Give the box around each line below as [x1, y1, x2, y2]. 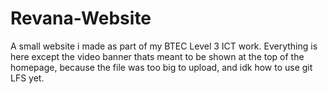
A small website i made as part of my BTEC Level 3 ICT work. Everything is [10, 40, 318, 52]
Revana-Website [10, 7, 152, 30]
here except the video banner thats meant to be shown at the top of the [10, 50, 305, 62]
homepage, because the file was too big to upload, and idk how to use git [10, 61, 313, 73]
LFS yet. [10, 72, 45, 84]
